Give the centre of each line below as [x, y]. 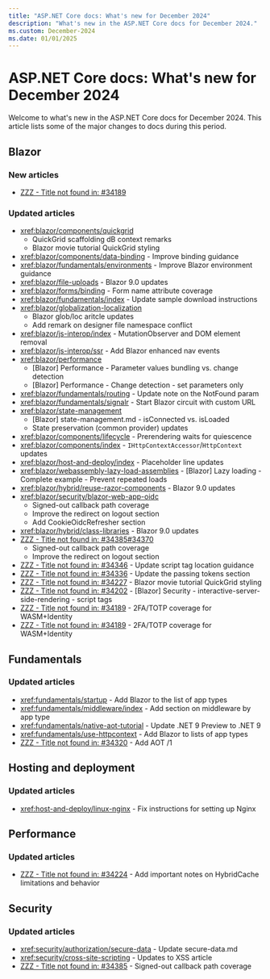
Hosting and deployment [72, 768]
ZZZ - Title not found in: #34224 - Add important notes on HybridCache [139, 874]
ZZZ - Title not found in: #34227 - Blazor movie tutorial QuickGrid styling [141, 583]
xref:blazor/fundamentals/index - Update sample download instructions [139, 299]
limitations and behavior [60, 883]
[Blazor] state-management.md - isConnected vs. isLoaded [131, 420]
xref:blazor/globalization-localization [81, 308]
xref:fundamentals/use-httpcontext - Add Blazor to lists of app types [134, 734]
